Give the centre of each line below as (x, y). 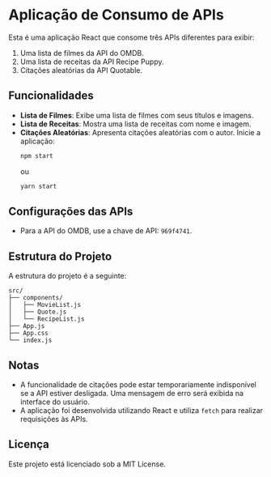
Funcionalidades (51, 96)
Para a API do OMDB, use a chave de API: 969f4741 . (106, 231)
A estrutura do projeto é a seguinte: (68, 276)
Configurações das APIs (71, 211)
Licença (29, 444)
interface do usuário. (55, 402)
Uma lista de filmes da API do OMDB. (82, 53)
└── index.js (30, 341)
